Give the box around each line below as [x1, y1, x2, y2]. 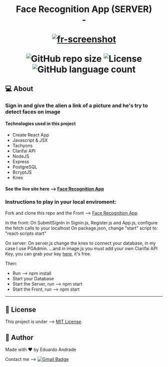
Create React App [12, 132, 49, 138]
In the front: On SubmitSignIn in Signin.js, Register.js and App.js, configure [5, 219, 158, 225]
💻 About [5, 84, 33, 93]
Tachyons [12, 142, 33, 149]
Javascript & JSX [12, 137, 48, 143]
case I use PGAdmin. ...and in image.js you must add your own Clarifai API [5, 245, 158, 252]
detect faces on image [5, 108, 61, 115]
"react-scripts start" [5, 230, 46, 236]
